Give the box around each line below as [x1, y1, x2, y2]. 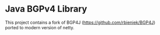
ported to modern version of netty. [5, 24, 75, 30]
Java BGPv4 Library [5, 3, 87, 15]
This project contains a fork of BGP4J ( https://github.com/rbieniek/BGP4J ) [5, 19, 156, 25]
